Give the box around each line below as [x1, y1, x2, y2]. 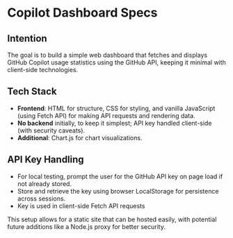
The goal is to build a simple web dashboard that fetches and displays [7, 51, 208, 59]
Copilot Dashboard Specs [7, 5, 158, 21]
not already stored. [17, 179, 72, 188]
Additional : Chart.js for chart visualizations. [17, 133, 143, 142]
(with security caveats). [17, 126, 86, 135]
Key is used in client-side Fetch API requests [17, 201, 145, 210]
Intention [7, 33, 47, 44]
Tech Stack [7, 85, 57, 98]
